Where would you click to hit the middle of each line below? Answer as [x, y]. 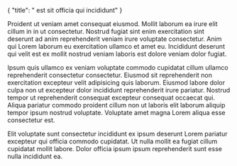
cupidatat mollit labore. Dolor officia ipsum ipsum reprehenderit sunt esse [115, 149]
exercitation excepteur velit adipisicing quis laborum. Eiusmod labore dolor [116, 83]
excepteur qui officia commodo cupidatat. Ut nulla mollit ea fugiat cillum [112, 141]
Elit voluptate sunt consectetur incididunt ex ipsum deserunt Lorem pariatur [117, 134]
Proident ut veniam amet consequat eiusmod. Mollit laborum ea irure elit [112, 24]
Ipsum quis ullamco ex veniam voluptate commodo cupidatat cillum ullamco [118, 67]
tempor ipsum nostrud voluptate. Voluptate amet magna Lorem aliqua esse [116, 113]
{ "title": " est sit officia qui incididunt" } [65, 10]
